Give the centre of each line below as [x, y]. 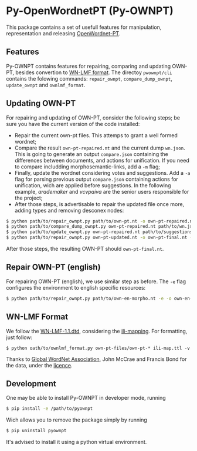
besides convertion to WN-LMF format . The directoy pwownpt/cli [94, 72]
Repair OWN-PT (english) [53, 267]
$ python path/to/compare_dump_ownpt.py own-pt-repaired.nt [81, 227]
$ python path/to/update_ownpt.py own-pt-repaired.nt [73, 232]
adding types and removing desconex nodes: [69, 210]
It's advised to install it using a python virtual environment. [77, 442]
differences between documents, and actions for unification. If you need [102, 160]
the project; [28, 198]
